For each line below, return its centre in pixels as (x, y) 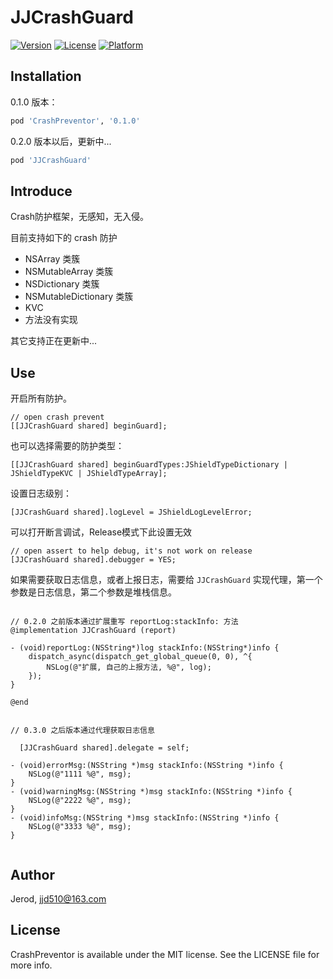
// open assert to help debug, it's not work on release (131, 551)
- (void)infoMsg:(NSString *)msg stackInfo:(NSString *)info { (145, 818)
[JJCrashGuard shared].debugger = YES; (93, 560)
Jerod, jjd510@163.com (58, 898)
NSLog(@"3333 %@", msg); (80, 827)
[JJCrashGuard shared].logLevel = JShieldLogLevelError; (131, 512)
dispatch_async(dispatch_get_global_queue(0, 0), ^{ (140, 657)
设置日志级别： (41, 493)
